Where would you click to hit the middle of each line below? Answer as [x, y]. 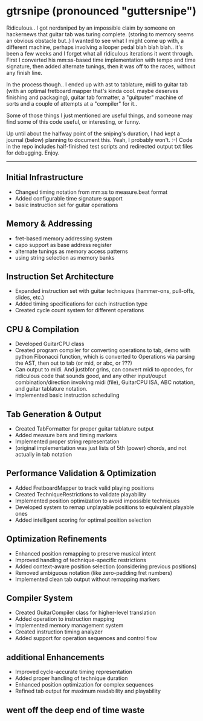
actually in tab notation [43, 454]
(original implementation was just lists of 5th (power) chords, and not [101, 448]
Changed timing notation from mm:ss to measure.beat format [91, 192]
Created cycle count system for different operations [79, 310]
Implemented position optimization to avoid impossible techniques [97, 501]
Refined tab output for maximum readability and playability [88, 691]
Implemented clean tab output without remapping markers [87, 579]
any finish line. [24, 72]
